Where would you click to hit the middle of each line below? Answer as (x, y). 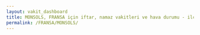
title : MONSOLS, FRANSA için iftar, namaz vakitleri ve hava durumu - (96, 17)
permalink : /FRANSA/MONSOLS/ (42, 23)
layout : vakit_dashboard (37, 12)
